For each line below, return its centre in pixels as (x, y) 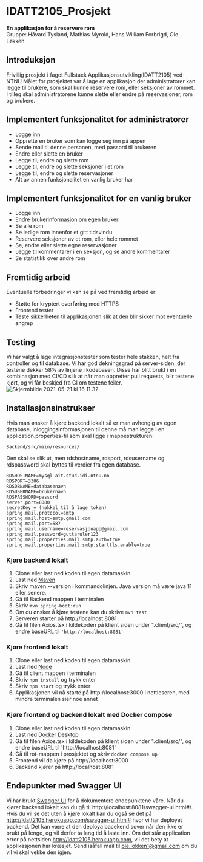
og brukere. (21, 100)
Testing (21, 342)
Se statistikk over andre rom (50, 258)
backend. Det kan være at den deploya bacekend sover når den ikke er (95, 826)
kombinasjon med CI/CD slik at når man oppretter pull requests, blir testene (100, 376)
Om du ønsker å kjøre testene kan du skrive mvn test (81, 612)
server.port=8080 (28, 502)
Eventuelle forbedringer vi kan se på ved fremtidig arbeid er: (82, 292)
